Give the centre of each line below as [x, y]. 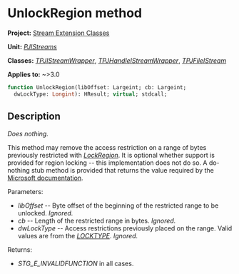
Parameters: [25, 191]
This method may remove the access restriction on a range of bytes [107, 147]
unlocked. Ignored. [45, 213]
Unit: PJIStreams [32, 46]
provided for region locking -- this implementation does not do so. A [107, 163]
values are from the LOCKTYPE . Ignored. [78, 235]
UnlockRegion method [75, 13]
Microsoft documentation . [45, 178]
